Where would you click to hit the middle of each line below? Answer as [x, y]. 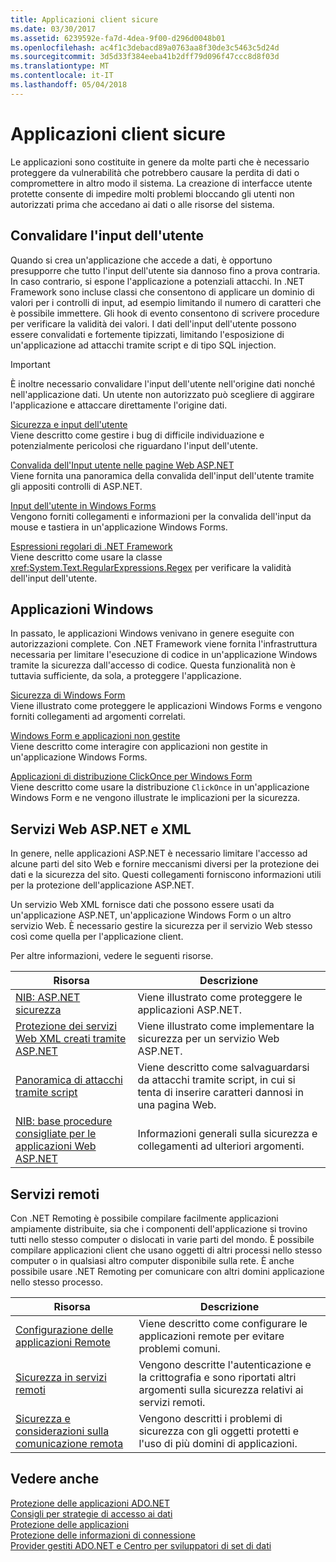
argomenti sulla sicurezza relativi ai [221, 1389]
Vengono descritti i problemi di [210, 1418]
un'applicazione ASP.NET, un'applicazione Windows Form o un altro [151, 915]
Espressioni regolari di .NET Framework [91, 546]
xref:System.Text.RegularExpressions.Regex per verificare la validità [151, 567]
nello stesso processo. [57, 1282]
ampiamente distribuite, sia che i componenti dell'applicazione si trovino [159, 1228]
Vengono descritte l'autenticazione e [225, 1364]
